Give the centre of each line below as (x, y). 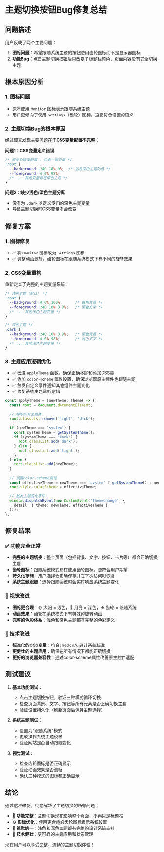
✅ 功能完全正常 (23, 546)
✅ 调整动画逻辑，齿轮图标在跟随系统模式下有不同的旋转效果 (72, 259)
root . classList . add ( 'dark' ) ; (48, 441)
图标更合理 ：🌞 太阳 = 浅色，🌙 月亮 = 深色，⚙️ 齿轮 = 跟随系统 (74, 607)
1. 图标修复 (18, 241)
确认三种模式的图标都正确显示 (49, 776)
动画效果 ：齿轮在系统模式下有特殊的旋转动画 (57, 613)
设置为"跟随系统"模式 (41, 730)
